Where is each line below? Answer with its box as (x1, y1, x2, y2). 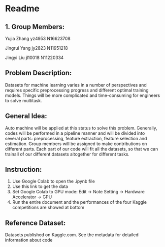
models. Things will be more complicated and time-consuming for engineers (5, 92, 160, 98)
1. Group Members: (5, 23, 65, 31)
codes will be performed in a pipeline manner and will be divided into (5, 130, 145, 136)
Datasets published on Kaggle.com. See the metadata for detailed (5, 232, 139, 238)
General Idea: (5, 112, 48, 121)
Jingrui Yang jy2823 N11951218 (5, 45, 68, 51)
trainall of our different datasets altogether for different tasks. (5, 151, 130, 157)
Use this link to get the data (12, 184, 68, 189)
